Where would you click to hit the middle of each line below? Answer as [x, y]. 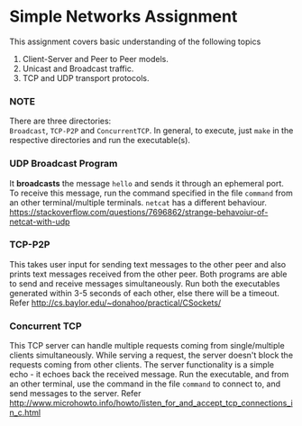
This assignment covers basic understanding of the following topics [135, 41]
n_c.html [25, 412]
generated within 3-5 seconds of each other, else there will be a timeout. [144, 293]
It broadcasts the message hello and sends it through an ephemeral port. [146, 183]
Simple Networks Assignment [124, 17]
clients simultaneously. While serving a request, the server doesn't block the [151, 355]
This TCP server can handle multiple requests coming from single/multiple [147, 346]
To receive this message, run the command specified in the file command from [151, 193]
